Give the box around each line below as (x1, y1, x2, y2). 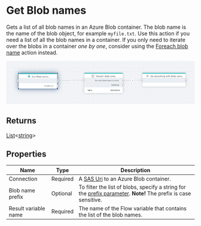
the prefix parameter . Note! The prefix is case (78, 190, 191, 197)
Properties (6, 149, 47, 159)
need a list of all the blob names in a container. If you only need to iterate (6, 36, 185, 43)
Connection (8, 175, 38, 183)
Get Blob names (6, 4, 87, 17)
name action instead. (6, 49, 58, 56)
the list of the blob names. (78, 211, 142, 218)
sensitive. (78, 196, 102, 204)
